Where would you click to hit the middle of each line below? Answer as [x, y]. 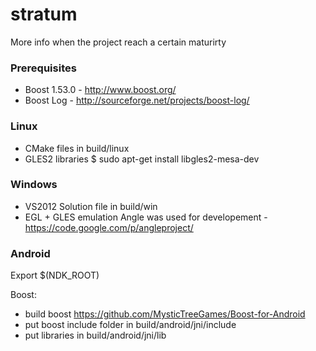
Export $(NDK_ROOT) [55, 275]
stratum [44, 14]
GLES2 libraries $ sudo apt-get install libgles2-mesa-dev [142, 159]
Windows [34, 185]
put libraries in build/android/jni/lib [95, 335]
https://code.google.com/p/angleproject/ [109, 227]
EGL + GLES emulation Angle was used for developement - [146, 217]
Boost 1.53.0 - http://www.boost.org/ [100, 90]
